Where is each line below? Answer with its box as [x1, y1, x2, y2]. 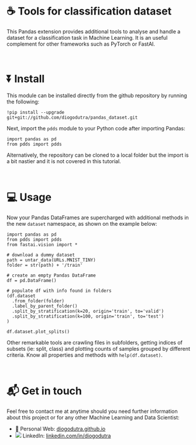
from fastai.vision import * [6, 242, 78, 247]
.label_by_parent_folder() [12, 303, 78, 309]
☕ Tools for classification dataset [6, 5, 172, 18]
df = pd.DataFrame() [6, 277, 57, 284]
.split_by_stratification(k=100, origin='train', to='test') [12, 313, 164, 319]
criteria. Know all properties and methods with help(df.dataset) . [6, 351, 163, 358]
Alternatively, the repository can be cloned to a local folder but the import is [6, 151, 189, 158]
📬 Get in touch [6, 384, 82, 398]
